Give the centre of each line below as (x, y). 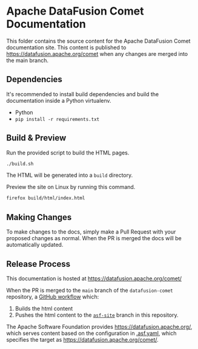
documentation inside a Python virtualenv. (59, 100)
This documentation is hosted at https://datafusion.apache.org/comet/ (94, 278)
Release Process (38, 264)
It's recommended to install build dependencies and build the (83, 94)
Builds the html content (44, 308)
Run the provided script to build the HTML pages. (68, 153)
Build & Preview (36, 138)
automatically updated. (35, 245)
